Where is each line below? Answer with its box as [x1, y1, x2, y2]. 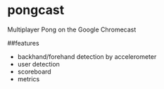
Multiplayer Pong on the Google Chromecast [7, 25, 137, 34]
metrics [17, 74, 40, 83]
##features [7, 39, 40, 47]
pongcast [7, 2, 65, 18]
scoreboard [17, 67, 51, 76]
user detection [17, 60, 60, 68]
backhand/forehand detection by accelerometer [17, 52, 157, 61]
